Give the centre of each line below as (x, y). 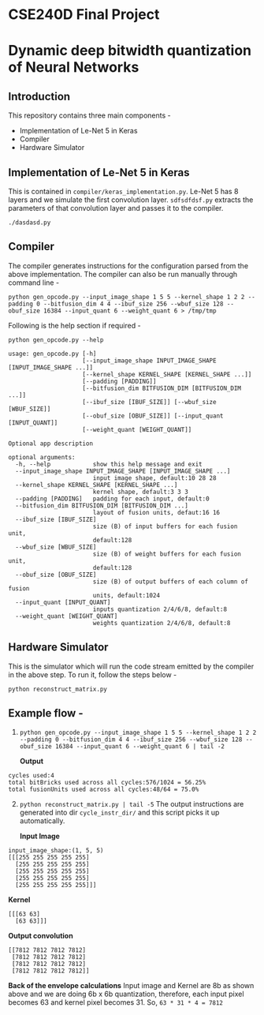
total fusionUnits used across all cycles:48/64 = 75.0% (104, 790)
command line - (34, 283)
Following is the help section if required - (74, 325)
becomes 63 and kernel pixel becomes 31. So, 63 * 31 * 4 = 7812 (115, 1002)
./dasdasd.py (30, 223)
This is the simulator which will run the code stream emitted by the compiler (131, 666)
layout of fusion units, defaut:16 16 (156, 512)
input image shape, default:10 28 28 (154, 478)
